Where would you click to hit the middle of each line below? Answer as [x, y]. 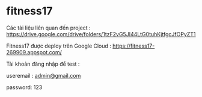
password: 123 [24, 87]
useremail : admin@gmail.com [44, 75]
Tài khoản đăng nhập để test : [43, 64]
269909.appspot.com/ [34, 52]
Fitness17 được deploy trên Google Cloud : [59, 46]
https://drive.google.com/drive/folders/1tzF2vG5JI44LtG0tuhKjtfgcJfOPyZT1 [101, 34]
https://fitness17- [133, 46]
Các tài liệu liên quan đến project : [49, 28]
